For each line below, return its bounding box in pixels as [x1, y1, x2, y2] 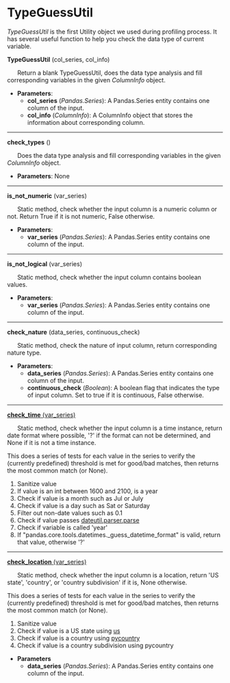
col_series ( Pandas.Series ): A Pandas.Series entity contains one [27, 96, 210, 104]
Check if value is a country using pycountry [16, 634, 140, 642]
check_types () [7, 138, 51, 146]
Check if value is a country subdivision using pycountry [16, 641, 174, 649]
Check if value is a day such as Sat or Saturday [16, 501, 151, 510]
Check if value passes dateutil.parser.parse [16, 516, 140, 524]
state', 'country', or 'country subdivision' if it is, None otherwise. [7, 578, 188, 586]
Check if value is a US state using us [16, 626, 120, 635]
